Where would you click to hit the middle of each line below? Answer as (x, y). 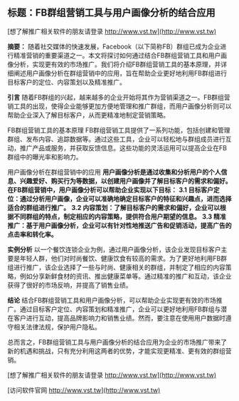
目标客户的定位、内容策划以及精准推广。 (67, 82)
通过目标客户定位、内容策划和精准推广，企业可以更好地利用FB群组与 (120, 309)
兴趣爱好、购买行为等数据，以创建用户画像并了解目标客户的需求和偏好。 (126, 181)
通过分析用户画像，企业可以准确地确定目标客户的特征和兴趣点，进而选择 (126, 199)
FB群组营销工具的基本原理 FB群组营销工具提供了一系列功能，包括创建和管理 (119, 130)
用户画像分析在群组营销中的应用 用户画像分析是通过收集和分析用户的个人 (114, 172)
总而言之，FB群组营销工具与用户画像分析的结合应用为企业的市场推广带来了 (117, 342)
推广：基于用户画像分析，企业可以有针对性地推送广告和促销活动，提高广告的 (119, 225)
